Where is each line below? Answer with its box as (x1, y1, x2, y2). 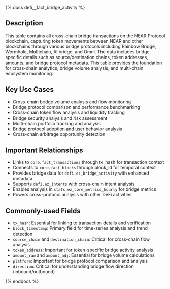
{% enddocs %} (5, 278, 39, 284)
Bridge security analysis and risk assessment (12, 114, 108, 121)
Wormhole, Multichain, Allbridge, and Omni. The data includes (5, 48, 135, 55)
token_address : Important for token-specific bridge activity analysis (12, 247, 153, 253)
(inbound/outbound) (12, 269, 55, 275)
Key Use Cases (5, 85, 54, 94)
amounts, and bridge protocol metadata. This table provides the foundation (5, 60, 162, 66)
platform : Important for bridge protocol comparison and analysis (12, 258, 148, 264)
